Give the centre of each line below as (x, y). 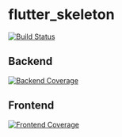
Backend (30, 61)
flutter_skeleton (61, 15)
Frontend (31, 106)
